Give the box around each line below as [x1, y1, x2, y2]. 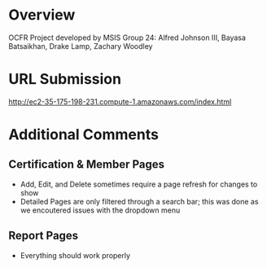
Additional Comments [8, 125, 159, 144]
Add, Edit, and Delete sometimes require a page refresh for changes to [20, 179, 258, 189]
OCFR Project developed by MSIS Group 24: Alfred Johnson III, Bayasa [8, 33, 247, 42]
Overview [8, 6, 76, 24]
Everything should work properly [20, 250, 131, 260]
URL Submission [8, 70, 122, 89]
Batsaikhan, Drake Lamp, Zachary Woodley [8, 41, 153, 51]
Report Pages [8, 229, 79, 243]
